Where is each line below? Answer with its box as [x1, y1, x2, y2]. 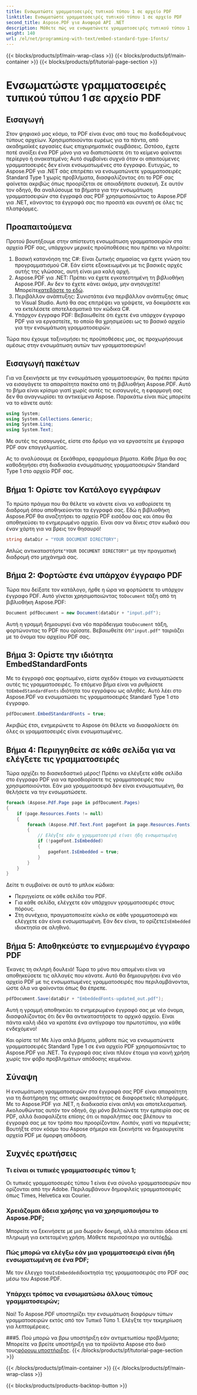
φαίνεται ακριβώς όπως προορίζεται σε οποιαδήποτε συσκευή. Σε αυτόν [6, 180, 184, 187]
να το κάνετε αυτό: [6, 399, 53, 406]
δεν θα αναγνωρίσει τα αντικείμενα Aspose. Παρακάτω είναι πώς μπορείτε [6, 393, 191, 400]
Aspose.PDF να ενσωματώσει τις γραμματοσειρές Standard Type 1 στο [6, 694, 179, 701]
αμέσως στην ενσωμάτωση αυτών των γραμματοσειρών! [6, 341, 146, 348]
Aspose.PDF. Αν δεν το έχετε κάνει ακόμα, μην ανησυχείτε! [14, 280, 161, 287]
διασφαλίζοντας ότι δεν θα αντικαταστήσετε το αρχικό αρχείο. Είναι [6, 1013, 175, 1020]
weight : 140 [6, 31, 35, 36]
